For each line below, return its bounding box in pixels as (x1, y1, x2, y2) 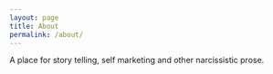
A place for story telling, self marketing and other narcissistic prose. (9, 55, 265, 66)
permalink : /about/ (9, 30, 84, 39)
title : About (9, 22, 59, 31)
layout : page (9, 13, 59, 23)
